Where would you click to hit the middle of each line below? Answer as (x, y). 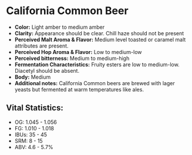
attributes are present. (41, 46)
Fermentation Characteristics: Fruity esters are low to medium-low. (97, 64)
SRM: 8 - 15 (28, 141)
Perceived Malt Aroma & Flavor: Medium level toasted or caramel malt (100, 39)
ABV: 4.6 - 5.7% (34, 147)
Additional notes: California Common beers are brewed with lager (95, 83)
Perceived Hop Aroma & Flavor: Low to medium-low (78, 52)
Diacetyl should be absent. (47, 70)
